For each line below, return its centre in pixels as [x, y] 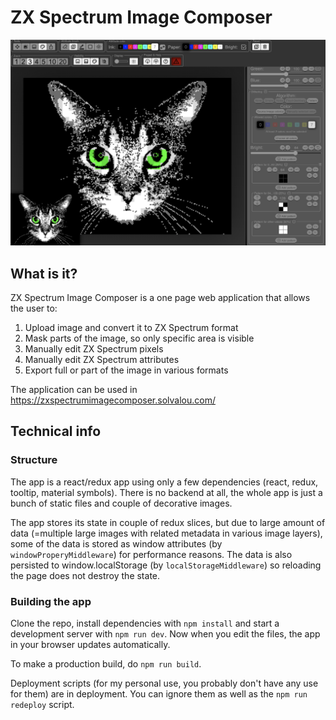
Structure [34, 460]
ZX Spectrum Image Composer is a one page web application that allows [160, 298]
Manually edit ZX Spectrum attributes [102, 360]
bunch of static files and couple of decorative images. [121, 503]
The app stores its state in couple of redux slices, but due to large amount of [168, 522]
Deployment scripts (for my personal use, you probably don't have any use [164, 683]
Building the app [51, 601]
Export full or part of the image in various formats [126, 370]
